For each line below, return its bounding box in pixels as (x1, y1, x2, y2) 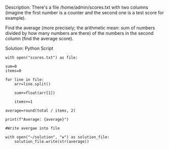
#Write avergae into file (5, 126, 60, 131)
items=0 (5, 68, 22, 73)
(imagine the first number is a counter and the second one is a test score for (5, 10, 164, 16)
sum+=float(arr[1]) (14, 90, 56, 95)
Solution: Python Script (5, 45, 54, 51)
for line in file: (5, 77, 44, 82)
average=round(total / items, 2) (5, 108, 76, 113)
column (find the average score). (5, 35, 74, 41)
